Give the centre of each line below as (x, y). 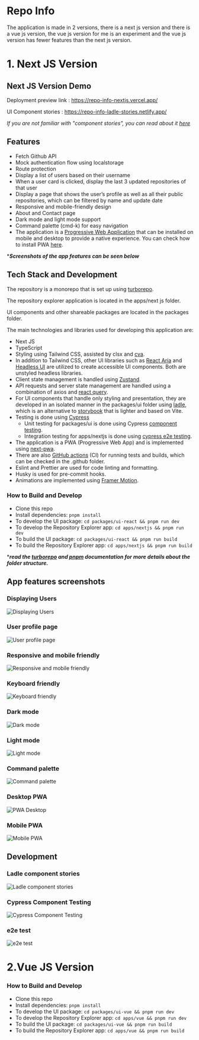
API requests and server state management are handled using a (93, 385)
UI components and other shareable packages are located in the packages (98, 312)
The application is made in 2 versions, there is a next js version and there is (99, 27)
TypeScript (29, 347)
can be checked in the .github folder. (60, 461)
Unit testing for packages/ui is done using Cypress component (100, 423)
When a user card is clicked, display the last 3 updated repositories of (100, 181)
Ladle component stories (44, 874)
